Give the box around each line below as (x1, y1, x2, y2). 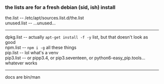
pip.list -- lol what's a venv (5, 50, 59, 56)
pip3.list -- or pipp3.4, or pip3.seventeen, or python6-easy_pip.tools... (5, 55, 145, 61)
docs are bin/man (5, 74, 41, 80)
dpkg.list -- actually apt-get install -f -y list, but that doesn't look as (5, 34, 148, 40)
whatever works (5, 60, 38, 66)
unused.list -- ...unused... (5, 20, 56, 26)
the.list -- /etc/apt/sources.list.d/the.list (5, 15, 84, 21)
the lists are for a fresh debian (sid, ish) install (5, 4, 116, 11)
